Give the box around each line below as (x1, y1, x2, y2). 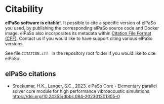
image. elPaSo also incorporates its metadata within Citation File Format (5, 30, 152, 36)
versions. (5, 40, 24, 46)
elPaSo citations (5, 70, 56, 78)
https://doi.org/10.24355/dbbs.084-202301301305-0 (12, 93, 120, 99)
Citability (5, 3, 43, 15)
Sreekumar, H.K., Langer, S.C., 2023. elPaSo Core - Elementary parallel (12, 83, 157, 89)
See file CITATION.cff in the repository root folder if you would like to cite (5, 50, 156, 56)
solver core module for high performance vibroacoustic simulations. (12, 88, 151, 94)
